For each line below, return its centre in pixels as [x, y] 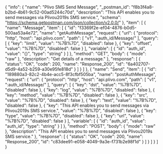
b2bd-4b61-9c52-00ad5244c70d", [40, 12]
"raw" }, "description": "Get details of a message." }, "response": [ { [73, 59]
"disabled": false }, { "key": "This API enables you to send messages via [77, 105]
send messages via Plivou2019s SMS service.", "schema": [63, 17]
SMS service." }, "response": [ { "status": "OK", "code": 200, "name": [74, 136]
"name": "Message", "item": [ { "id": [41, 28]
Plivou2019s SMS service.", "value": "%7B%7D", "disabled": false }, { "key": [81, 111]
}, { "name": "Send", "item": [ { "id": [121, 69]
